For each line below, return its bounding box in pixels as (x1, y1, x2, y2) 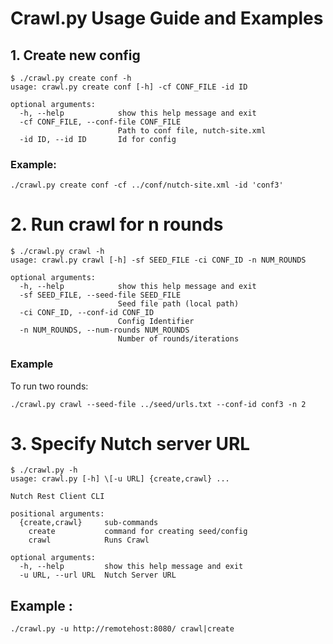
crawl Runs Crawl (28, 535, 150, 546)
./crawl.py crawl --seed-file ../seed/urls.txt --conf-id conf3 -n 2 (10, 399, 307, 409)
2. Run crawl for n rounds (10, 213, 224, 236)
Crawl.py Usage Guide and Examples (10, 7, 324, 30)
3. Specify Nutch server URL (10, 432, 251, 455)
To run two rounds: (10, 380, 89, 392)
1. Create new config (10, 47, 141, 64)
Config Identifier (117, 317, 195, 327)
